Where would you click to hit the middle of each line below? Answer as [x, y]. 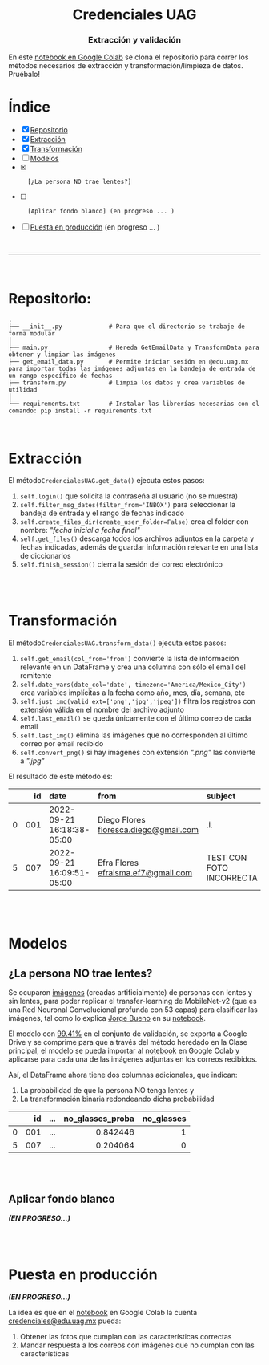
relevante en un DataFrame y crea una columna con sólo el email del [132, 667]
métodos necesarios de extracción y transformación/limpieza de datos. [126, 66]
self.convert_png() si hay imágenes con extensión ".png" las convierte [138, 753]
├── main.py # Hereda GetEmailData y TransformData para [134, 348]
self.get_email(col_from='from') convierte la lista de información [129, 659]
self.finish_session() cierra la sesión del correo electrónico [121, 564]
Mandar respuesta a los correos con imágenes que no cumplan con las [137, 1345]
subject [221, 796]
